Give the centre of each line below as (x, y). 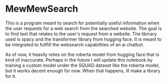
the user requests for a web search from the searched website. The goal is (83, 28)
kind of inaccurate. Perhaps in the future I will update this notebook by (79, 60)
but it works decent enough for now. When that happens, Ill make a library (83, 71)
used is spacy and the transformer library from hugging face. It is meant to (83, 39)
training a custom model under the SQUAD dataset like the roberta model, (82, 65)
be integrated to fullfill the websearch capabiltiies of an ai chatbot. (75, 44)
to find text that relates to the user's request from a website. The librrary (81, 34)
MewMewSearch (42, 9)
